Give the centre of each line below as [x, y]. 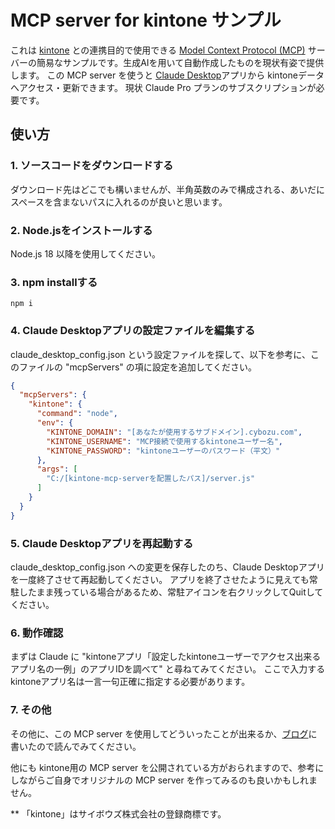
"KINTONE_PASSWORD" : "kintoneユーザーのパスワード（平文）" [163, 451]
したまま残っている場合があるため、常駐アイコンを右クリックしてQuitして [171, 592]
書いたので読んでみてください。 [76, 746]
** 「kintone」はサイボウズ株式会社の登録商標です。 [118, 813]
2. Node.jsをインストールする [81, 230]
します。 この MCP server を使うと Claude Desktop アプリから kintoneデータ [167, 75]
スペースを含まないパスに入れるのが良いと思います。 [119, 202]
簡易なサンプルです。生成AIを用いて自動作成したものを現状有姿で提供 [180, 62]
